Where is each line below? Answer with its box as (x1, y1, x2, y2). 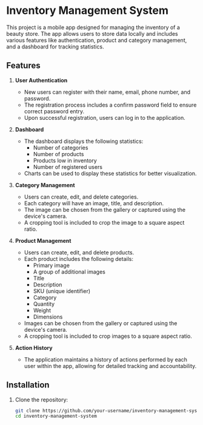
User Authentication (15, 76, 68, 84)
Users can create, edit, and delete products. (24, 249, 135, 256)
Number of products (33, 150, 84, 157)
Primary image (33, 262, 70, 269)
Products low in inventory (33, 157, 97, 164)
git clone (15, 407, 41, 413)
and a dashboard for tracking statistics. (6, 43, 104, 50)
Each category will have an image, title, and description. (24, 199, 164, 206)
